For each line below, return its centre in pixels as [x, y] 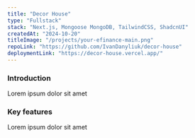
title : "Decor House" [39, 14]
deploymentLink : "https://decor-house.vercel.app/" [85, 54]
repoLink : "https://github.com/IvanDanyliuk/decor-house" [95, 47]
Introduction [29, 78]
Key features [30, 112]
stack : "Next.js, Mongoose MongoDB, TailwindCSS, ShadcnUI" [98, 27]
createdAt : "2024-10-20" [44, 34]
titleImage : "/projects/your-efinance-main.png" [80, 40]
